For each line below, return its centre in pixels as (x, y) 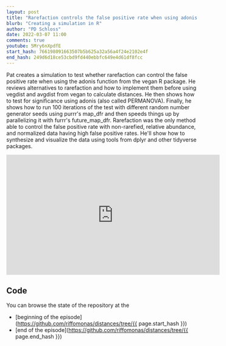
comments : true (26, 40)
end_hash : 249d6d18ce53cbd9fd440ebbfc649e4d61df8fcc (75, 57)
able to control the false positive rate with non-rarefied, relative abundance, (101, 126)
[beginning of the (37, 317)
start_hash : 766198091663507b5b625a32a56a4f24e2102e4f (77, 52)
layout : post (23, 12)
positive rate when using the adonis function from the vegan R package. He (101, 81)
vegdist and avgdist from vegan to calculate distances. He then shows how (101, 94)
